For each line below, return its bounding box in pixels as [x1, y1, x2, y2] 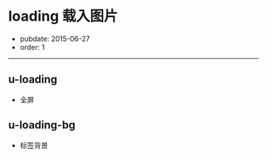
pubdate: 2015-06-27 [19, 33, 90, 44]
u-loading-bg [8, 118, 75, 132]
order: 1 [19, 42, 45, 52]
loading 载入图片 [8, 7, 118, 25]
